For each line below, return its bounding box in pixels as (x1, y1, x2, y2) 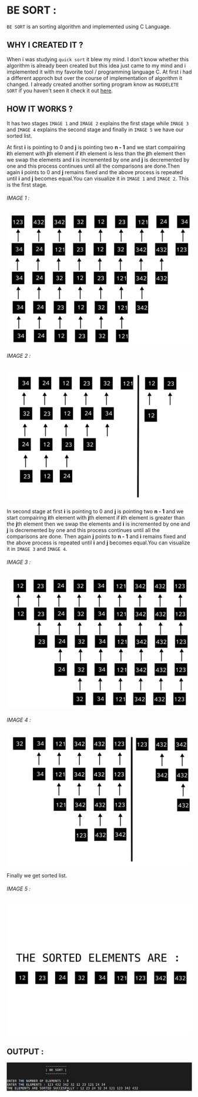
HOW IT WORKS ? (6, 104, 73, 114)
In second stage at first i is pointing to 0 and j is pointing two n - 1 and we (6, 507, 184, 515)
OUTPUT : (6, 1046, 44, 1056)
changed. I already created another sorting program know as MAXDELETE (6, 81, 179, 88)
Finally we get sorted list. (6, 872, 68, 879)
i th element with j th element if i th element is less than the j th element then (6, 149, 186, 157)
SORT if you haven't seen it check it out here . (6, 87, 113, 94)
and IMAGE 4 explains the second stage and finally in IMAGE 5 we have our (6, 126, 184, 133)
